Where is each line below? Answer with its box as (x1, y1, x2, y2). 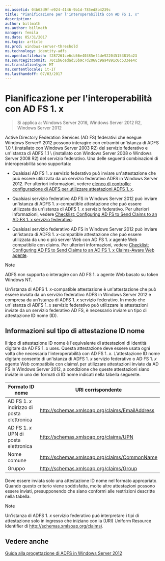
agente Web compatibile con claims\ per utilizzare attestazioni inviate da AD (5, 361, 159, 367)
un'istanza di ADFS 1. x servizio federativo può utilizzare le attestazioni (5, 302, 148, 308)
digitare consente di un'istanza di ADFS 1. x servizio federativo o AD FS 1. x (5, 356, 157, 361)
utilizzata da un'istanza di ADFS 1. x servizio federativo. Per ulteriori (12, 206, 149, 212)
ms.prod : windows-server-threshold (5, 44, 78, 49)
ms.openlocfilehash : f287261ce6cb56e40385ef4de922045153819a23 (5, 53, 137, 58)
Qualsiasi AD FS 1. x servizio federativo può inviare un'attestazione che (12, 170, 156, 176)
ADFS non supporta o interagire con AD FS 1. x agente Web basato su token (5, 271, 159, 277)
